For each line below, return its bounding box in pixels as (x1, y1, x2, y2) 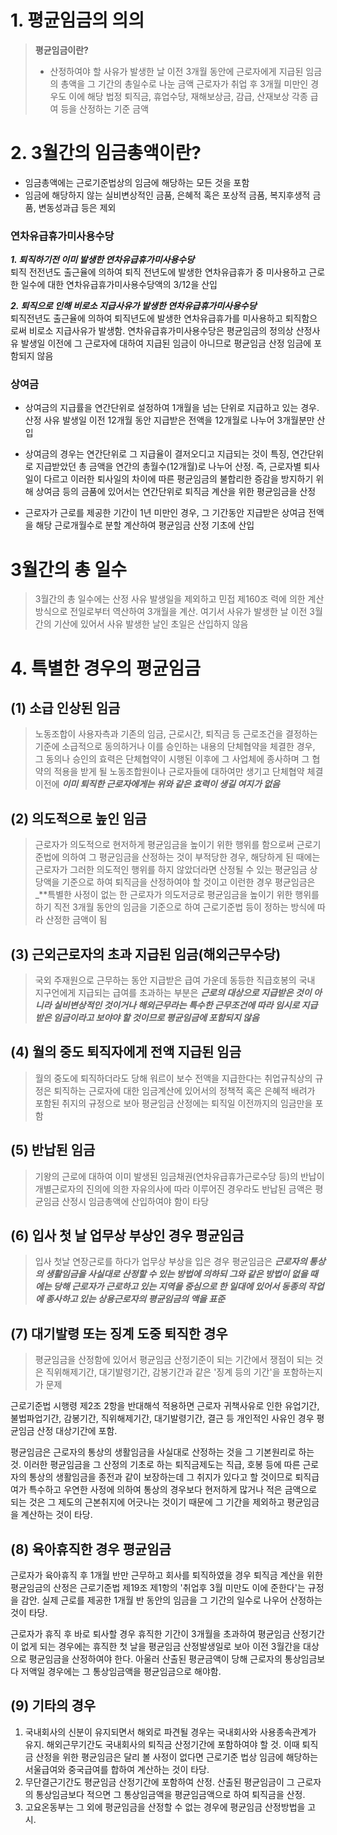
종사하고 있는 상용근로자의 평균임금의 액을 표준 (44, 1293, 226, 1305)
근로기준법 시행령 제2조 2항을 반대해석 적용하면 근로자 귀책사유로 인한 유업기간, (10, 1400, 320, 1412)
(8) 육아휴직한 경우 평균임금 (10, 1541, 172, 1558)
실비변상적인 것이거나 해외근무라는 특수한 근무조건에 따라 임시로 (53, 999, 300, 1011)
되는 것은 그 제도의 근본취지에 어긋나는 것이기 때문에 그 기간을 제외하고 (10, 1496, 285, 1508)
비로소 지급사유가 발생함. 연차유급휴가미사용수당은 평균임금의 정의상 (28, 325, 294, 337)
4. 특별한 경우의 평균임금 (10, 657, 201, 680)
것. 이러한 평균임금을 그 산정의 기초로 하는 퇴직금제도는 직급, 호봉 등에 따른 (10, 1459, 301, 1471)
